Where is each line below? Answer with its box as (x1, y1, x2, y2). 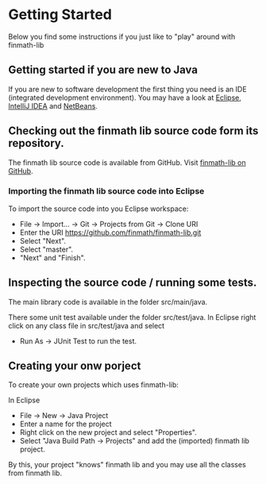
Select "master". (19, 244, 74, 254)
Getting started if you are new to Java (8, 63, 199, 77)
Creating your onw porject (8, 359, 141, 373)
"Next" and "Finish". (19, 252, 86, 263)
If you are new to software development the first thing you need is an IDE (8, 84, 248, 94)
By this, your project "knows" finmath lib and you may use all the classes (8, 460, 246, 470)
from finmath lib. (8, 468, 62, 478)
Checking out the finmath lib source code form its (8, 125, 259, 138)
